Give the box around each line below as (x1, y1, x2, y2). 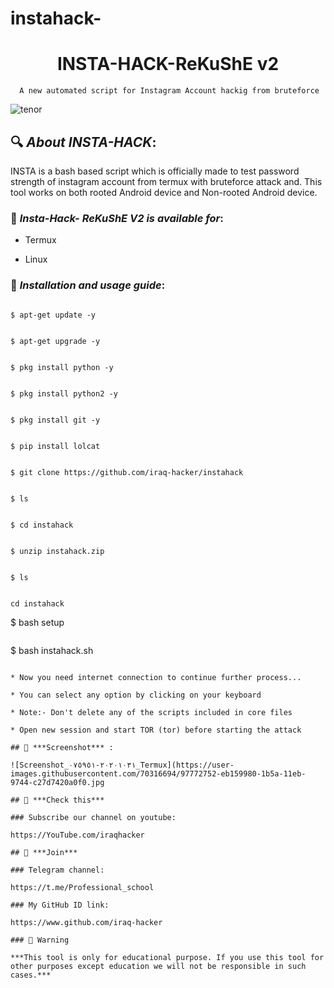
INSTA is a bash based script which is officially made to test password (10, 165, 300, 177)
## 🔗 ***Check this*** (10, 795, 105, 805)
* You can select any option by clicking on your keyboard (10, 690, 262, 700)
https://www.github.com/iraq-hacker (10, 917, 163, 927)
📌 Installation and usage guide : (10, 278, 166, 292)
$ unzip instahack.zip (10, 546, 105, 556)
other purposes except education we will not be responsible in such (10, 961, 307, 971)
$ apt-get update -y (10, 310, 97, 320)
